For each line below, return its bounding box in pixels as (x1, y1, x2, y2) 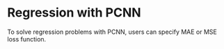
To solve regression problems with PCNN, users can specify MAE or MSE (7, 28, 218, 36)
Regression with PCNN (7, 5, 141, 21)
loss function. (7, 35, 47, 43)
